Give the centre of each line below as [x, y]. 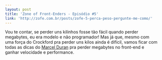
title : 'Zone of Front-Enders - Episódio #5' [52, 14]
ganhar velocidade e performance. [40, 52]
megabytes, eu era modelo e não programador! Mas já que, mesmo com [77, 37]
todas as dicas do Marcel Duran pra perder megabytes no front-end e [75, 47]
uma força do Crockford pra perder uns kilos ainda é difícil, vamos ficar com [81, 42]
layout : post [18, 9]
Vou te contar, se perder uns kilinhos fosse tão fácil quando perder [72, 32]
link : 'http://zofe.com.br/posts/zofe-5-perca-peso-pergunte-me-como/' [79, 18]
